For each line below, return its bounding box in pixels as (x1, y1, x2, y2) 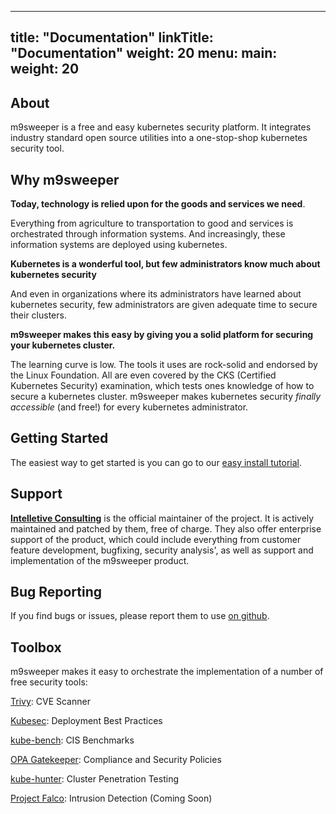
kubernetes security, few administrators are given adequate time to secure (10, 299, 318, 311)
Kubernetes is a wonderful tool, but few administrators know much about (10, 258, 321, 270)
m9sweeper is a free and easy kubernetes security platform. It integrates (10, 121, 312, 133)
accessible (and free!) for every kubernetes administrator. (10, 401, 249, 413)
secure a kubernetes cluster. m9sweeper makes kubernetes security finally (10, 391, 322, 403)
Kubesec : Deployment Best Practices (10, 715, 163, 727)
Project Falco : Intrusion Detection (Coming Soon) (10, 792, 213, 805)
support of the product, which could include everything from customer (10, 533, 302, 545)
